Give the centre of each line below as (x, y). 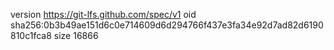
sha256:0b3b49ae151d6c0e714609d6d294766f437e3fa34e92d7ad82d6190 (167, 25)
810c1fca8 (31, 35)
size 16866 (76, 35)
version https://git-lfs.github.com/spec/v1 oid (103, 14)
